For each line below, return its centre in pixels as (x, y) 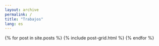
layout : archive (22, 10)
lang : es (14, 24)
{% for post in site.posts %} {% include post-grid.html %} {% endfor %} (79, 38)
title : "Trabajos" (24, 19)
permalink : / (18, 14)
